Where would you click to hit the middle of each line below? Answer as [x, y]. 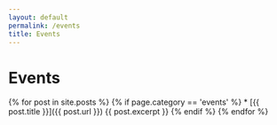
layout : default [38, 17]
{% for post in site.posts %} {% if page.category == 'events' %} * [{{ [134, 102]
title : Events [35, 34]
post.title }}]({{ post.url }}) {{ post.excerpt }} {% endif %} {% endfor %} [138, 112]
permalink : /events [44, 26]
